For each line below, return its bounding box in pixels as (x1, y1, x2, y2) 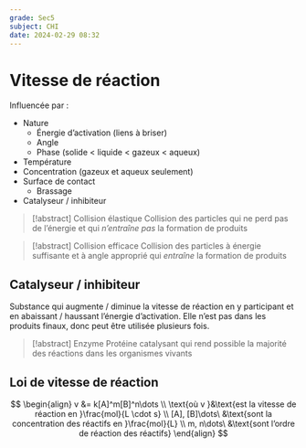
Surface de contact (22, 176, 96, 187)
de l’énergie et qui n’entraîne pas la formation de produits (31, 223, 248, 234)
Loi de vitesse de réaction (9, 374, 159, 389)
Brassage (36, 186, 73, 197)
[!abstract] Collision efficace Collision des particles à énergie (31, 240, 262, 251)
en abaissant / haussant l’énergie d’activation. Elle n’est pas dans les (9, 311, 267, 322)
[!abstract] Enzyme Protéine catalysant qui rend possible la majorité (31, 338, 288, 349)
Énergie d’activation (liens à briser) (36, 127, 167, 138)
